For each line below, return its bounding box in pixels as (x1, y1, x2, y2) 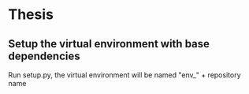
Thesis (8, 6, 54, 24)
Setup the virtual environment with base (8, 37, 210, 51)
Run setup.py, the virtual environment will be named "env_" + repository (8, 70, 241, 80)
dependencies (8, 49, 80, 62)
